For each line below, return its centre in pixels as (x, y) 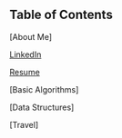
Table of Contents (61, 15)
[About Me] (31, 36)
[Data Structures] (42, 107)
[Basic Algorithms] (44, 89)
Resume (25, 72)
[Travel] (24, 124)
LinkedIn (25, 54)
